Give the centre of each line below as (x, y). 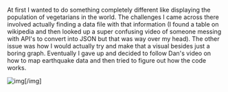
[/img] (33, 81)
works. (17, 68)
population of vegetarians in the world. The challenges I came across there (113, 17)
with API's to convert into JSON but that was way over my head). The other (113, 39)
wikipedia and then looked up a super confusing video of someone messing (114, 31)
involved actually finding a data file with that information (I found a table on (113, 24)
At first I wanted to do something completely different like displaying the (109, 10)
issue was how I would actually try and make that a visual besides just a (109, 46)
